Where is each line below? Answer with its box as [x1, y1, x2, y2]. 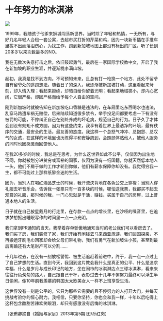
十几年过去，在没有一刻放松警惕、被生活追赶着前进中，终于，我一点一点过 [5, 253, 154, 259]
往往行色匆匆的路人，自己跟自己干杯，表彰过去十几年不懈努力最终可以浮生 [5, 271, 154, 278]
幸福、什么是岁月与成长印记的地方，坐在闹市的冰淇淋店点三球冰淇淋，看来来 [5, 265, 158, 271]
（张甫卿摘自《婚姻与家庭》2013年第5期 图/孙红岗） [5, 310, 109, 317]
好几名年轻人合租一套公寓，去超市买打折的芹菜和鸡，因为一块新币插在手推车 [5, 37, 158, 42]
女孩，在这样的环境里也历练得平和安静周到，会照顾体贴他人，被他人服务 [13, 134, 158, 140]
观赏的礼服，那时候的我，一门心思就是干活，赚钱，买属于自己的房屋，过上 [5, 192, 154, 198]
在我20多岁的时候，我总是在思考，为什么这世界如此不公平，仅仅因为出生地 [5, 151, 155, 157]
